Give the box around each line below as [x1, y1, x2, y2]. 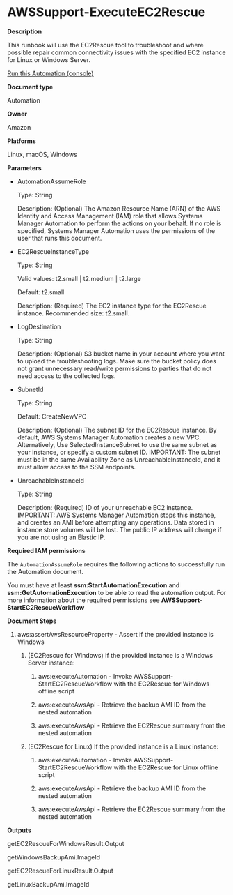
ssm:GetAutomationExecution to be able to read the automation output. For [7, 588, 227, 596]
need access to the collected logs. [17, 371, 116, 380]
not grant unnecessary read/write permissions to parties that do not [17, 364, 212, 373]
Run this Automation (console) [7, 69, 94, 77]
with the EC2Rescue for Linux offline [113, 763, 218, 772]
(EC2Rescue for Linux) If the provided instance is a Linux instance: [27, 742, 219, 751]
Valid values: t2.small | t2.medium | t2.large [17, 274, 141, 283]
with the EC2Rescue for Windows [113, 679, 210, 688]
